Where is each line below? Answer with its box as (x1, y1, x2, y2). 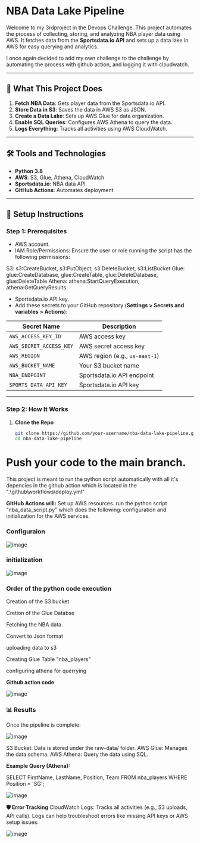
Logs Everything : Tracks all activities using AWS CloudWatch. (14, 125, 168, 132)
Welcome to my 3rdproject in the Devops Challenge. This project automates (6, 24, 192, 31)
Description (102, 322, 136, 331)
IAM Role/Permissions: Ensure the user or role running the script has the (14, 247, 192, 254)
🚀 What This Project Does (6, 84, 103, 94)
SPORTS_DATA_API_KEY (9, 382, 67, 388)
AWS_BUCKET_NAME (9, 362, 55, 369)
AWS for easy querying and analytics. (6, 43, 99, 50)
